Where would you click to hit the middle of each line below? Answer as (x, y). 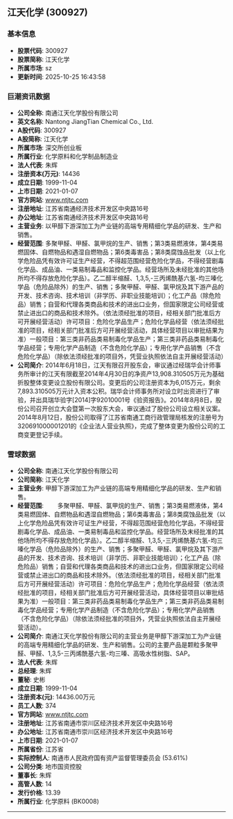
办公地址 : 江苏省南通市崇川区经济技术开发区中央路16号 (95, 732)
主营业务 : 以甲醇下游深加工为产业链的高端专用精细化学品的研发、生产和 (119, 225)
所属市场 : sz (34, 67)
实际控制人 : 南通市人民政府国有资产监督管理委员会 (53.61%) (103, 758)
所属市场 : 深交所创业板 (49, 148)
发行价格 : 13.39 (39, 793)
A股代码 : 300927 (42, 130)
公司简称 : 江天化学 (43, 479)
